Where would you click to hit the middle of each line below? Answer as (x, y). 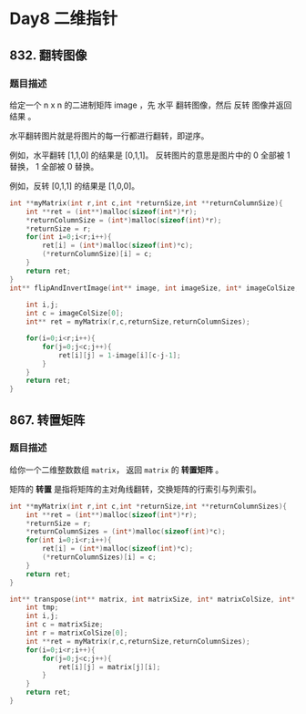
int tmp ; (42, 607)
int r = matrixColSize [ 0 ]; (77, 633)
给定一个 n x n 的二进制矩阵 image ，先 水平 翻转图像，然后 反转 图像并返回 (151, 105)
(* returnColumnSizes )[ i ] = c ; (99, 557)
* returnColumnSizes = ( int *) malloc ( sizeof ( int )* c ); (126, 532)
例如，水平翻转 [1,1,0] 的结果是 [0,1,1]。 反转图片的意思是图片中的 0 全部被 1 (150, 155)
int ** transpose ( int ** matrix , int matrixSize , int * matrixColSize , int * (153, 599)
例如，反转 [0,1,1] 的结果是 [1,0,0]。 (75, 186)
